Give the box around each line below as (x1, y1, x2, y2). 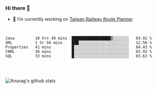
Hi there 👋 (5, 5, 31, 12)
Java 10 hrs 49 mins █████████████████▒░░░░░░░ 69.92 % (5, 36, 152, 41)
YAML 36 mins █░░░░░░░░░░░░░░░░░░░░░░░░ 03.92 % (5, 49, 152, 54)
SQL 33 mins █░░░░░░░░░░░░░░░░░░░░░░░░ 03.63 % (5, 53, 152, 59)
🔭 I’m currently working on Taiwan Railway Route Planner (12, 16, 133, 22)
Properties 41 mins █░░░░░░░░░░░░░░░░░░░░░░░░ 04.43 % (5, 45, 152, 50)
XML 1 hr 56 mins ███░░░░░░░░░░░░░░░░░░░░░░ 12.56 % (5, 40, 152, 45)
